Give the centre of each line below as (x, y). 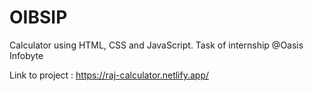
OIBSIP (38, 17)
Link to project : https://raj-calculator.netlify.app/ (109, 75)
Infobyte (26, 55)
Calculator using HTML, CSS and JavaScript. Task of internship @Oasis (156, 45)
